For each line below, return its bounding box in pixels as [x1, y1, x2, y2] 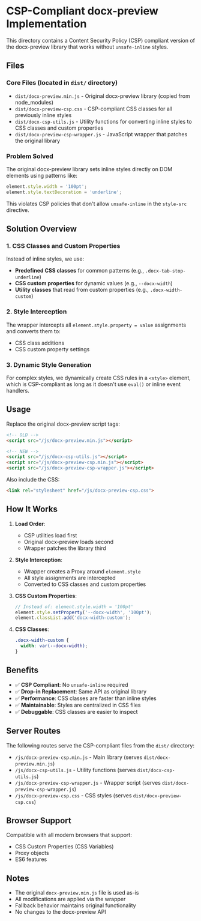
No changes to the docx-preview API [14, 908, 106, 916]
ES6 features [14, 856, 47, 863]
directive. [6, 206, 29, 214]
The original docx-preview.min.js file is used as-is [14, 889, 139, 896]
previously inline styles [14, 111, 72, 118]
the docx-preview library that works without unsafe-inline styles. [6, 43, 169, 50]
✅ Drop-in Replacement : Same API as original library [14, 687, 147, 695]
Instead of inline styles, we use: [6, 255, 85, 262]
